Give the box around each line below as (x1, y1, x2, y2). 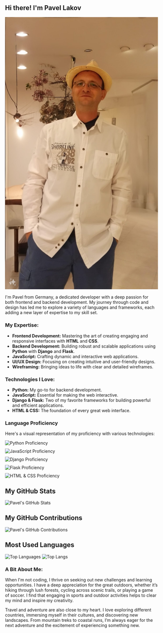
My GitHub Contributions (5, 514, 82, 522)
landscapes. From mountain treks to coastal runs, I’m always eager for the (5, 617, 153, 623)
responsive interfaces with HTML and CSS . (12, 338, 98, 344)
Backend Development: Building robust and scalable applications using (12, 343, 156, 349)
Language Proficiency (5, 419, 58, 426)
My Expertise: (5, 322, 39, 329)
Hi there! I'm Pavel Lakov (5, 4, 81, 12)
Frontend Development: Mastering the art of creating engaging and (12, 333, 148, 339)
